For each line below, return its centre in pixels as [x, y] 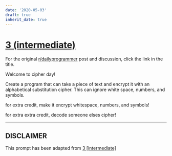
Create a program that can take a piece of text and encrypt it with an [78, 84]
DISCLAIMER [26, 136]
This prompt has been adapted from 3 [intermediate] [61, 148]
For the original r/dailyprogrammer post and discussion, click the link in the [84, 59]
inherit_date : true [26, 19]
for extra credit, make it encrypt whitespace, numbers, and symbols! [77, 105]
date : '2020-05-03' [26, 10]
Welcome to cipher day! [30, 74]
